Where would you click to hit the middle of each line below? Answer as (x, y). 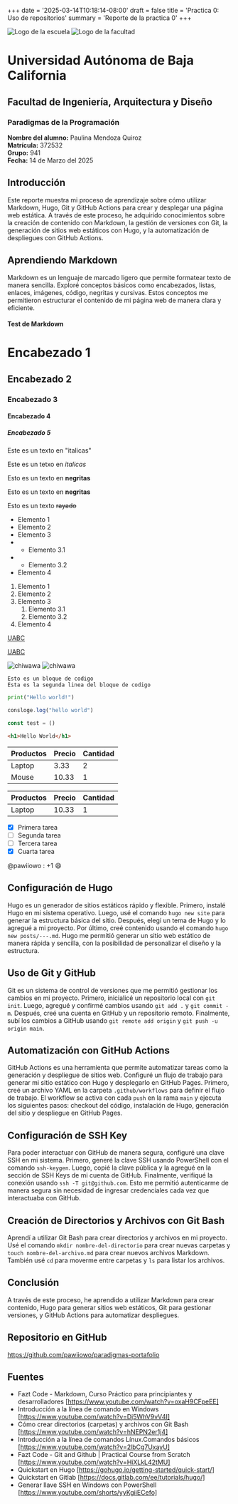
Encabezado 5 (29, 432)
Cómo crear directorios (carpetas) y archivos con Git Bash (103, 1424)
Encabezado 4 (29, 416)
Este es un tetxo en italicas (47, 464)
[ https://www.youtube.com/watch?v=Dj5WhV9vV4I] (94, 1417)
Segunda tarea (39, 835)
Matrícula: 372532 (35, 145)
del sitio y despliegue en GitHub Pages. (65, 1113)
